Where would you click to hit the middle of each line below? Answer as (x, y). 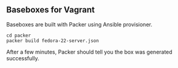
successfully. (23, 58)
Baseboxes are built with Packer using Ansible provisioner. (80, 24)
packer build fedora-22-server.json (53, 41)
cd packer (19, 36)
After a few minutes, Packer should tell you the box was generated (89, 52)
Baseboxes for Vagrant (51, 10)
